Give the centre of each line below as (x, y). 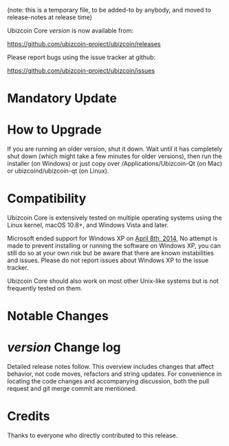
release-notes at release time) (50, 17)
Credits (29, 416)
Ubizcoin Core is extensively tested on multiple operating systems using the (115, 218)
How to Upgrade (54, 130)
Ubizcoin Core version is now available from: (70, 31)
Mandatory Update (62, 98)
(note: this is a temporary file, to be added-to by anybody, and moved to (109, 10)
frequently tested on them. (45, 288)
